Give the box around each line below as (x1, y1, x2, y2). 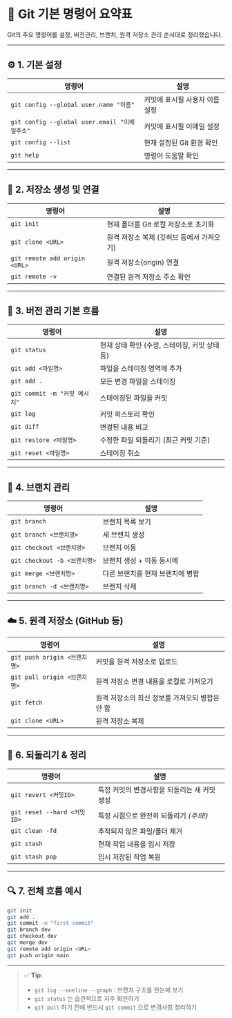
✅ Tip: (23, 971, 43, 979)
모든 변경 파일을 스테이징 (99, 377, 176, 387)
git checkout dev (7, 933, 57, 940)
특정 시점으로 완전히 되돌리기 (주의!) (97, 811, 209, 820)
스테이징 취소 (99, 448, 140, 458)
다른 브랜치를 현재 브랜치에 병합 (102, 569, 200, 579)
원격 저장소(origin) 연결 (106, 257, 180, 267)
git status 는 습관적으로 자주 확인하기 (34, 994, 139, 1002)
